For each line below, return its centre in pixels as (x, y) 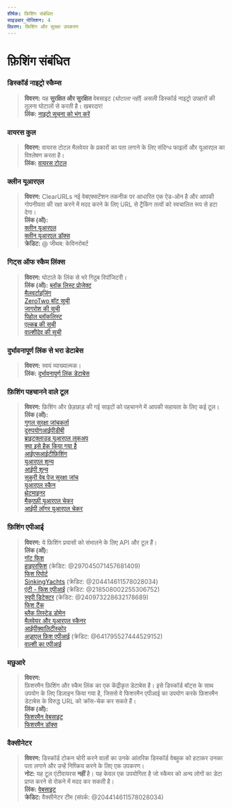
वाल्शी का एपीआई (43, 644)
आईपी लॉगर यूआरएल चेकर (53, 509)
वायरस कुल (22, 132)
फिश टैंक (34, 605)
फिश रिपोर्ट (36, 574)
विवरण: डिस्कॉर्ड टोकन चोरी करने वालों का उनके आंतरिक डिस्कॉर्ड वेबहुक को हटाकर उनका (123, 758)
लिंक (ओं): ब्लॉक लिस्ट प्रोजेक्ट (58, 285)
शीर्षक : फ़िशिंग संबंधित (30, 14)
